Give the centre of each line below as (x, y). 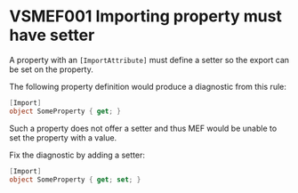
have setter (52, 35)
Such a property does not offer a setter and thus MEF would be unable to (143, 128)
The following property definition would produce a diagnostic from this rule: (148, 86)
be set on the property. (51, 69)
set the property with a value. (63, 137)
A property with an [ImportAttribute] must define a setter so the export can (149, 60)
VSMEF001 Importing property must (146, 16)
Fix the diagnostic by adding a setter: (77, 155)
